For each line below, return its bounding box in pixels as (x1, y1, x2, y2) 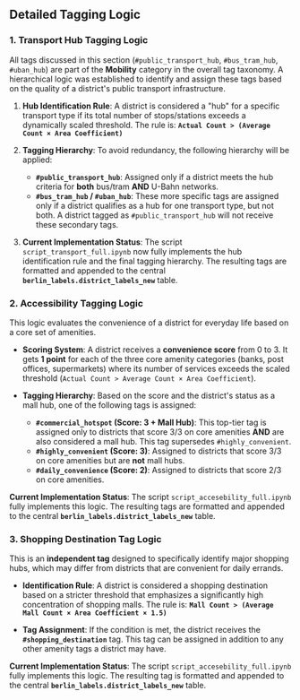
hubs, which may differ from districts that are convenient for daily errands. (9, 563, 284, 574)
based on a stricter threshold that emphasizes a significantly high (21, 590, 264, 601)
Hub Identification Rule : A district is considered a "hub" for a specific (21, 100, 280, 111)
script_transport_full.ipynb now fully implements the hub (21, 246, 243, 256)
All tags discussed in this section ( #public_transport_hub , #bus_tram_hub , (9, 54, 279, 65)
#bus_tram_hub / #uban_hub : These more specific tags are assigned (35, 190, 279, 201)
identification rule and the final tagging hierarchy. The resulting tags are (21, 255, 287, 266)
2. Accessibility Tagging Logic (9, 297, 143, 309)
